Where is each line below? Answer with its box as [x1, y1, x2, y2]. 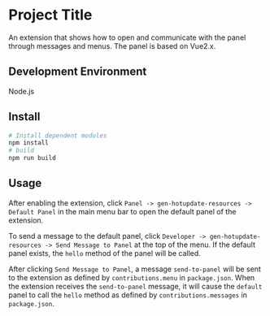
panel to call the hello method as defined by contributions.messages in [8, 290, 248, 300]
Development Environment [8, 65, 147, 79]
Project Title [8, 6, 93, 24]
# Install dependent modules [8, 132, 107, 140]
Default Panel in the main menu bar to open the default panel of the [8, 206, 237, 216]
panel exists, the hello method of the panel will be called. [8, 248, 201, 258]
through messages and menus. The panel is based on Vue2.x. [8, 41, 216, 50]
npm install [8, 139, 49, 147]
